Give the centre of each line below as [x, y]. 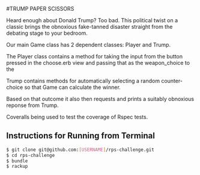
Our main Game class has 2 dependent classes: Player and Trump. [89, 45]
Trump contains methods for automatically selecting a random [83, 81]
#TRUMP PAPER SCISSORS [40, 9]
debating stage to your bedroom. [47, 33]
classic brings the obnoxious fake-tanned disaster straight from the [89, 27]
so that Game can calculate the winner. [73, 87]
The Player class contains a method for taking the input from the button [95, 56]
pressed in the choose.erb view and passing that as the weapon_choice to [98, 63]
